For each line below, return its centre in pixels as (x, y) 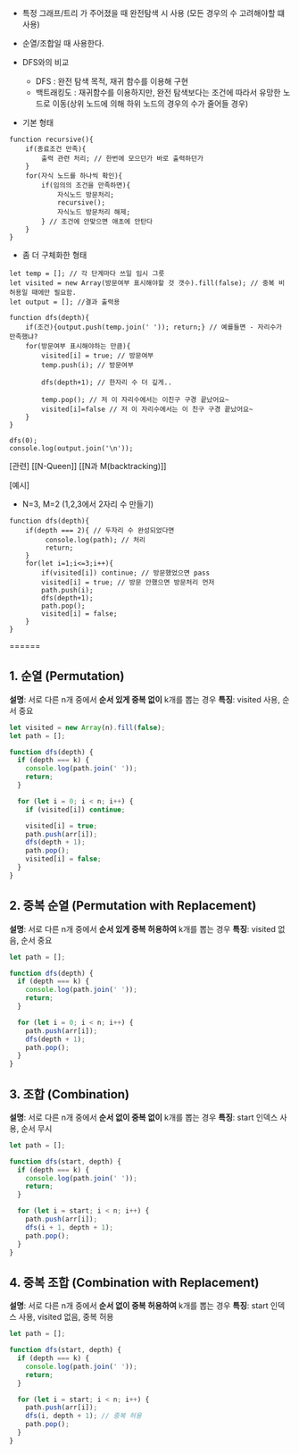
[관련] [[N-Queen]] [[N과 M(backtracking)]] (88, 466)
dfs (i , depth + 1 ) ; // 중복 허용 (84, 1416)
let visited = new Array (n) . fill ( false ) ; (87, 727)
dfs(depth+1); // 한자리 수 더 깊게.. (107, 382)
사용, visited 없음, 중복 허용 (66, 1317)
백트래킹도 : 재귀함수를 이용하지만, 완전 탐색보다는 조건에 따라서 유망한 (158, 92)
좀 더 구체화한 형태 (54, 255)
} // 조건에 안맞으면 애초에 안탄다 (97, 222)
